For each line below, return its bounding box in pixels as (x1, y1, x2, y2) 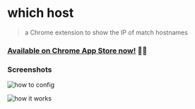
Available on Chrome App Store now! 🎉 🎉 (7, 46, 148, 56)
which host (7, 5, 74, 21)
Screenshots (7, 65, 52, 75)
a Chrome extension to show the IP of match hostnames (24, 28, 189, 37)
